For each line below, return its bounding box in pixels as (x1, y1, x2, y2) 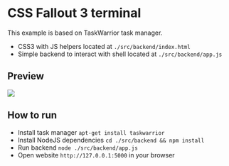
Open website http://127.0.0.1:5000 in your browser (17, 150, 176, 159)
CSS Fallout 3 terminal (7, 5, 142, 21)
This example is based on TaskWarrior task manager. (7, 28, 163, 37)
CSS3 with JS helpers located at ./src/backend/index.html (17, 42, 191, 50)
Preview (7, 70, 45, 82)
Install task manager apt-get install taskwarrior (17, 128, 165, 136)
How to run (7, 109, 58, 121)
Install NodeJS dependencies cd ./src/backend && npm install (17, 135, 205, 144)
